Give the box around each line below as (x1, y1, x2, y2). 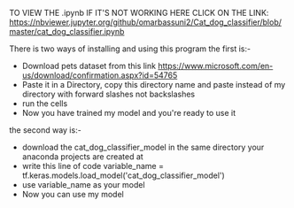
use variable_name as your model (21, 180, 145, 189)
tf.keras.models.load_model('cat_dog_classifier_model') (21, 170, 226, 181)
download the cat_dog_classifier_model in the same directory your (21, 142, 265, 152)
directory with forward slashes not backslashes (21, 89, 196, 99)
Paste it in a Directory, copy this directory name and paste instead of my (21, 80, 286, 89)
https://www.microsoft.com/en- (158, 61, 274, 71)
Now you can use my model (21, 189, 124, 199)
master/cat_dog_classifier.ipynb (9, 27, 125, 36)
